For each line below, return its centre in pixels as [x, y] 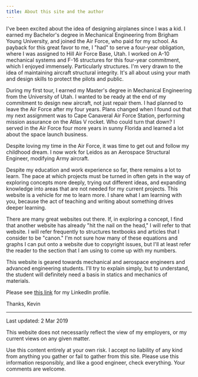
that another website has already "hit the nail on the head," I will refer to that [98, 225]
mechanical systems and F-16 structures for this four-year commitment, [93, 60]
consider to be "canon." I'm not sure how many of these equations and [92, 238]
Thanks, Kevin [23, 304]
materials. [18, 281]
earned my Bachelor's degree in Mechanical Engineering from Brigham [92, 35]
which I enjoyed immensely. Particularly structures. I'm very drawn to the [95, 66]
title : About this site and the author [55, 12]
